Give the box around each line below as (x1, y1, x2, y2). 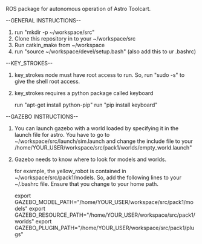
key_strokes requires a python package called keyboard (14, 90, 154, 96)
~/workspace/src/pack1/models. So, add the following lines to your (14, 174, 182, 181)
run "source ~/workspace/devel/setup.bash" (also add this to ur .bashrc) (14, 48, 197, 55)
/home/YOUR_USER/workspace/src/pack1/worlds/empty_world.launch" (14, 144, 192, 151)
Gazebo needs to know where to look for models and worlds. (14, 156, 167, 163)
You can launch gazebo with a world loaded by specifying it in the (14, 125, 179, 132)
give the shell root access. (14, 78, 80, 85)
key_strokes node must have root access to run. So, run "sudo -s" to (14, 71, 185, 78)
